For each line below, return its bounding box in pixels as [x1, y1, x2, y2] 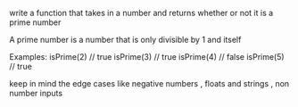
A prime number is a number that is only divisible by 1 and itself [9, 35, 242, 45]
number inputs [9, 88, 63, 98]
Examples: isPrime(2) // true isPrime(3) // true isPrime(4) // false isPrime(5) [9, 52, 285, 62]
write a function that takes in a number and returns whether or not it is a [9, 8, 274, 18]
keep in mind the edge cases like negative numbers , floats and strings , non [9, 78, 290, 88]
